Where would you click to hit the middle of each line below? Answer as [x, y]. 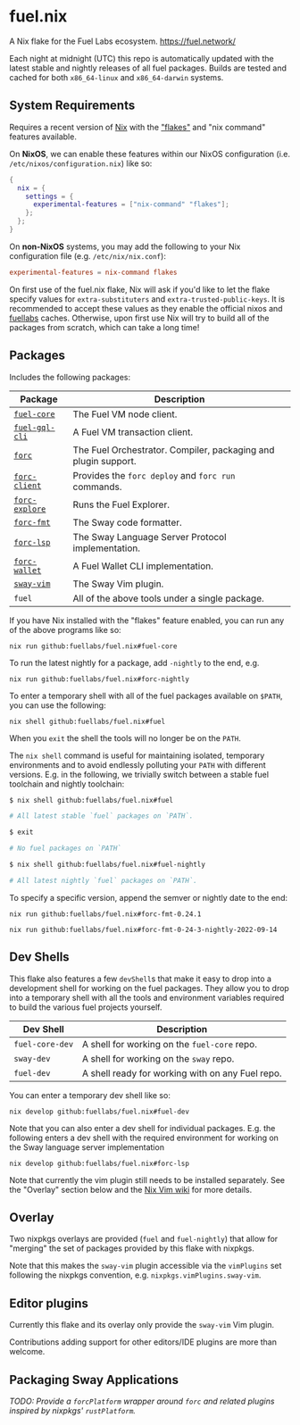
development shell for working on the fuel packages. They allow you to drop [150, 987]
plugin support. [104, 461]
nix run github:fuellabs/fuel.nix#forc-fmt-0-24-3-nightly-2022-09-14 [143, 929]
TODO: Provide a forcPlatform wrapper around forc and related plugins [142, 1401]
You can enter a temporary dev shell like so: [90, 1095]
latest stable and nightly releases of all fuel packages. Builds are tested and [148, 68]
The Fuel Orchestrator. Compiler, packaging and [174, 450]
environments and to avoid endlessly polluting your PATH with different [137, 764]
